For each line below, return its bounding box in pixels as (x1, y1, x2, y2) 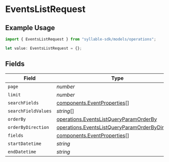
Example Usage (5, 24, 55, 32)
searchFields (8, 100, 39, 106)
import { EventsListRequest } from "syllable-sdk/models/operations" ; (5, 37, 156, 42)
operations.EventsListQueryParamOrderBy (56, 115, 157, 122)
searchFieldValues (8, 108, 52, 114)
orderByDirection (8, 124, 49, 130)
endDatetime (8, 149, 37, 154)
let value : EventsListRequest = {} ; (5, 46, 82, 51)
